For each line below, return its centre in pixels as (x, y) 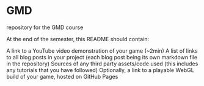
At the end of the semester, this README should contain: (78, 39)
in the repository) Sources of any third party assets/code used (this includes (102, 64)
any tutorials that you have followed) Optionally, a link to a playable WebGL (100, 70)
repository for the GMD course (45, 27)
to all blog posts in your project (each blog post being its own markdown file (102, 57)
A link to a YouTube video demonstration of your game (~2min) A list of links (102, 51)
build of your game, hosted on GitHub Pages (62, 76)
